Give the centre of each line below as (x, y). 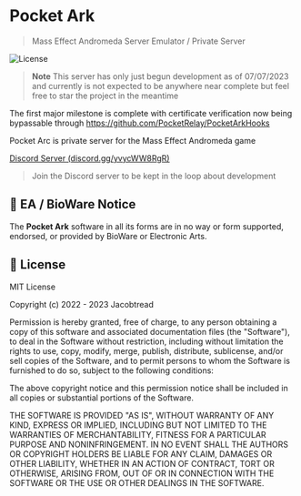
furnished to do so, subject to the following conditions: (111, 370)
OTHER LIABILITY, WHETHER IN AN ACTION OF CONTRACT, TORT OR (142, 463)
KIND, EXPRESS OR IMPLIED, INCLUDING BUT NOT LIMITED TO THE (138, 425)
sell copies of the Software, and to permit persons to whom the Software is (150, 360)
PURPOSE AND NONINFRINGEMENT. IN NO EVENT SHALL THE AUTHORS (149, 444)
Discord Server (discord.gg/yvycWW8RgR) (90, 158)
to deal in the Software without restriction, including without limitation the (146, 341)
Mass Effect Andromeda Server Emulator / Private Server (138, 41)
